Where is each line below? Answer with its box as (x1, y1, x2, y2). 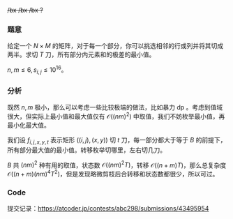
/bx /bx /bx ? (7, 6, 43, 14)
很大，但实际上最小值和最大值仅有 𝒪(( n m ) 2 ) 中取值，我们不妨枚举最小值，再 (7, 111, 225, 121)
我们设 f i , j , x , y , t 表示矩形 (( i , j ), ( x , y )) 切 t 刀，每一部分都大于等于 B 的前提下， (7, 135, 227, 146)
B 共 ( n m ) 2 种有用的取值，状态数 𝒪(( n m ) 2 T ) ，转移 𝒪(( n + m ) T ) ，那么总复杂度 (7, 160, 227, 169)
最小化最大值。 (7, 121, 50, 129)
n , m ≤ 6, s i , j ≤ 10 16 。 (7, 64, 68, 75)
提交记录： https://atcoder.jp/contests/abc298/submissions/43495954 (7, 204, 209, 213)
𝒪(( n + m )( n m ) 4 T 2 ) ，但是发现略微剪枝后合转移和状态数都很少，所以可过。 (7, 169, 219, 178)
